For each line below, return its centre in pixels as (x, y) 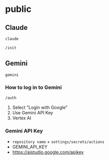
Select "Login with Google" (40, 107)
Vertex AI (22, 118)
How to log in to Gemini (33, 87)
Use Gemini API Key (33, 112)
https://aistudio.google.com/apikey (48, 152)
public (18, 9)
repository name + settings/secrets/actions (58, 141)
